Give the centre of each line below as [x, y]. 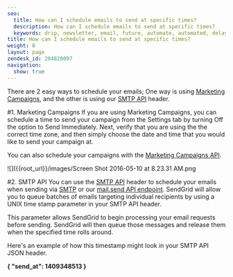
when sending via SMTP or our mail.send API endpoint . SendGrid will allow [114, 189]
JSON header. [27, 253]
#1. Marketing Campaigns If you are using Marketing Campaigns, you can [112, 112]
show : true [29, 71]
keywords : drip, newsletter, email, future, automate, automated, [111, 33]
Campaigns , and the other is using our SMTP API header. [88, 98]
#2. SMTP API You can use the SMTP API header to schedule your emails [112, 181]
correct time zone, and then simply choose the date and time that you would [116, 134]
